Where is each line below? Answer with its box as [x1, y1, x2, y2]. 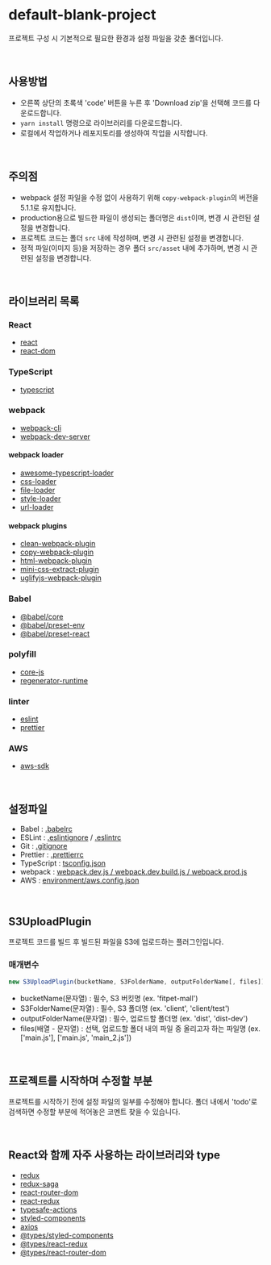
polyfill [8, 649, 36, 660]
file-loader [19, 486, 56, 495]
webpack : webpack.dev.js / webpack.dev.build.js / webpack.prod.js [19, 867, 248, 877]
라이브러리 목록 [8, 294, 80, 308]
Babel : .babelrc [19, 825, 73, 834]
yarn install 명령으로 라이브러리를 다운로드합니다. [19, 118, 183, 127]
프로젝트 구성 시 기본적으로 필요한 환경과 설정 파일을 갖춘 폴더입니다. [8, 33, 223, 43]
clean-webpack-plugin [19, 539, 96, 549]
